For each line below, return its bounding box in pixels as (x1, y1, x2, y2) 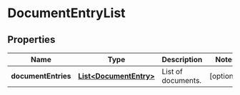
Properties (7, 34, 56, 46)
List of (161, 66, 184, 76)
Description (161, 55, 203, 64)
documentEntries (11, 71, 71, 81)
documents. (161, 76, 202, 85)
